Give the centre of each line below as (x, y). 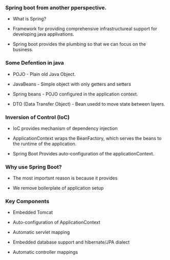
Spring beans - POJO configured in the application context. (75, 94)
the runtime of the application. (45, 144)
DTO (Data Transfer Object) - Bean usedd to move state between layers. (89, 104)
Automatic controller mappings (45, 252)
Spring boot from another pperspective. (56, 8)
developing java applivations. (43, 34)
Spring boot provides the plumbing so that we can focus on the (79, 44)
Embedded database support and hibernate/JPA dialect (71, 242)
